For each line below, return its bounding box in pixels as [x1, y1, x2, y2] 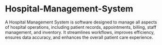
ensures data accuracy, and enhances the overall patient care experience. [5, 34, 153, 40]
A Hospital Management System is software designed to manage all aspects [5, 19, 157, 25]
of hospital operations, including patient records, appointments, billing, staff [5, 24, 157, 30]
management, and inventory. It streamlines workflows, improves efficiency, [5, 29, 155, 35]
